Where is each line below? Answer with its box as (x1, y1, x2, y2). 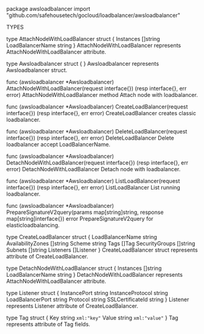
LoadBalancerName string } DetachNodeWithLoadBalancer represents (6, 271, 183, 278)
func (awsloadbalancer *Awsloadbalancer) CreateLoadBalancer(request (6, 103, 188, 110)
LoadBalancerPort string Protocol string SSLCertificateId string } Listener (6, 296, 189, 303)
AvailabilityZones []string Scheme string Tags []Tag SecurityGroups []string (6, 240, 195, 247)
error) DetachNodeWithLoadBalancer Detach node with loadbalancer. (6, 166, 181, 172)
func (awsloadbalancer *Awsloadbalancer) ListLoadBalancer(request (6, 177, 180, 185)
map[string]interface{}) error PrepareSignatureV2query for (6, 215, 153, 222)
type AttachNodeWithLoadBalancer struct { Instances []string (6, 35, 160, 42)
